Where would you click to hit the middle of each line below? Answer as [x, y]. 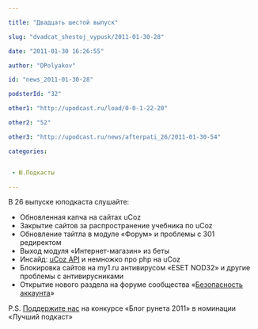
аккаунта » [37, 293]
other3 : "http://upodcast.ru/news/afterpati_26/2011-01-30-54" [115, 137]
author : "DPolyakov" [42, 65]
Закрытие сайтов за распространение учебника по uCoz [116, 226]
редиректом [40, 243]
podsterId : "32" [35, 94]
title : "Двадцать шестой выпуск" [63, 22]
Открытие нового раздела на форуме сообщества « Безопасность [131, 285]
